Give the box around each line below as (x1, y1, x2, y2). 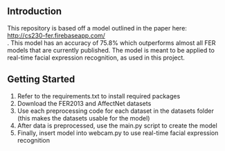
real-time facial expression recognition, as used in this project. (7, 53, 186, 62)
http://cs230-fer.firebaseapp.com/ (7, 31, 106, 39)
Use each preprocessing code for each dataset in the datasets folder (17, 107, 215, 115)
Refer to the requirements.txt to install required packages (17, 91, 181, 100)
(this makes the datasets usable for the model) (17, 114, 150, 122)
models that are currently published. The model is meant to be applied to (7, 46, 215, 54)
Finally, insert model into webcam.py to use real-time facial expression (17, 128, 219, 137)
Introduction (7, 6, 62, 17)
